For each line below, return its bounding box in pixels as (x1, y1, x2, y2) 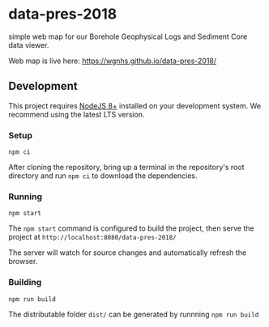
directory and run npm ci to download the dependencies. (8, 171, 198, 180)
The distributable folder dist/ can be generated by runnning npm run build (8, 309, 259, 319)
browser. (8, 257, 38, 266)
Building (8, 277, 42, 288)
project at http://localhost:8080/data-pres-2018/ (8, 232, 177, 242)
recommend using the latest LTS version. (8, 109, 145, 119)
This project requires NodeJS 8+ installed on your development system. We (8, 100, 262, 110)
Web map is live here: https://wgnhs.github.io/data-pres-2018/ (8, 56, 217, 66)
